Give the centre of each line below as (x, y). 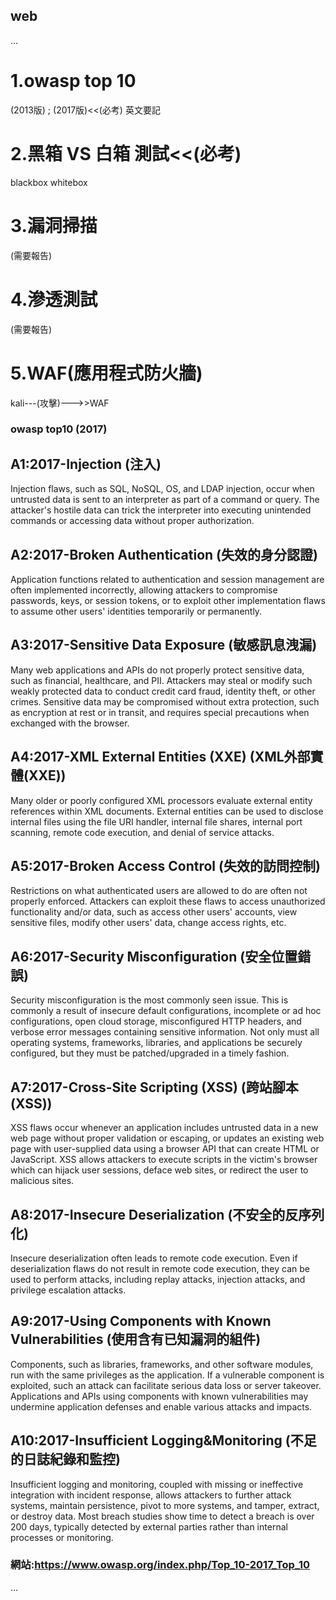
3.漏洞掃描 (54, 225)
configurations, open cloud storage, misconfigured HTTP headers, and (156, 1021)
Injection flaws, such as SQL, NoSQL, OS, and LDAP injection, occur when (162, 489)
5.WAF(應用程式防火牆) (106, 373)
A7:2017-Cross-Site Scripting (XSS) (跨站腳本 (154, 1087)
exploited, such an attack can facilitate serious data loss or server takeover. (166, 1385)
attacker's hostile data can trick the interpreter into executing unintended (161, 510)
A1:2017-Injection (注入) (86, 464)
